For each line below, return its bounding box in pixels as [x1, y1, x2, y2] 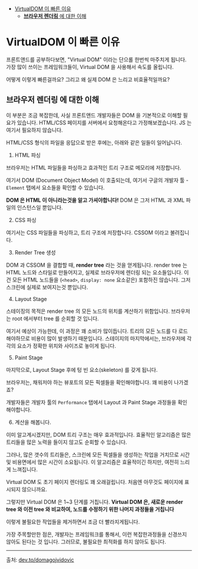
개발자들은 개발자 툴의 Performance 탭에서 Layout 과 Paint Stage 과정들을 [6, 398, 177, 406]
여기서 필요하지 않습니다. [6, 126, 63, 133]
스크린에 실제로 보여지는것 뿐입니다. [6, 283, 88, 290]
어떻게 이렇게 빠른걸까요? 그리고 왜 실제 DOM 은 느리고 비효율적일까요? [6, 76, 170, 83]
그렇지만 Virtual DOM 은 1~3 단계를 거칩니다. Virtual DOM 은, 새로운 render [6, 498, 183, 505]
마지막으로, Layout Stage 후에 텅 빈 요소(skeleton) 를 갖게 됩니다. [6, 366, 158, 373]
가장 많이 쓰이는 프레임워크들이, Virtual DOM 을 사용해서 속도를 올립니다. [6, 63, 174, 70]
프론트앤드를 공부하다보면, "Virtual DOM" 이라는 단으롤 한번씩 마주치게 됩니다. [6, 55, 187, 63]
